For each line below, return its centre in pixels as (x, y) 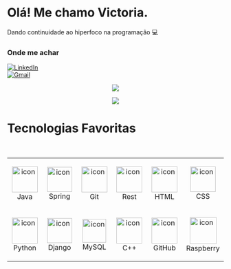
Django (59, 248)
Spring (60, 196)
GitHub (165, 248)
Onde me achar (33, 52)
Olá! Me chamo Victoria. (78, 13)
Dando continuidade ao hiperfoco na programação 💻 (83, 32)
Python (25, 248)
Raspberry (203, 248)
